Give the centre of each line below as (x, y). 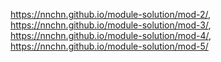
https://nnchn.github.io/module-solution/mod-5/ (109, 46)
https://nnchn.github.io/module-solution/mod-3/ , (111, 25)
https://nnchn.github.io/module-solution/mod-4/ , (111, 35)
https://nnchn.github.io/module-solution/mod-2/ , (111, 14)
